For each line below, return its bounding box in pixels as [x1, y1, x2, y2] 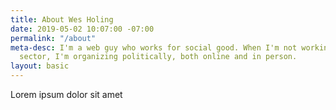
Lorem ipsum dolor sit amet [10, 89, 123, 100]
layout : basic [10, 61, 70, 71]
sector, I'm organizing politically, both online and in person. [19, 52, 298, 62]
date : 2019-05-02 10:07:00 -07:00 [10, 24, 155, 34]
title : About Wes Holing [10, 14, 114, 25]
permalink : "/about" [10, 33, 97, 43]
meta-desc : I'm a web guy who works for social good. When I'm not [10, 42, 298, 53]
